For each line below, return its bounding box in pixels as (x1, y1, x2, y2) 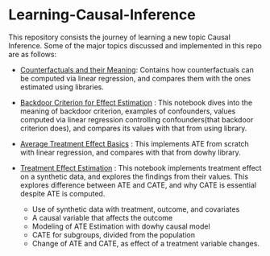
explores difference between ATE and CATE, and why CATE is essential (19, 180, 256, 190)
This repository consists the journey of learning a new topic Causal (8, 32, 231, 42)
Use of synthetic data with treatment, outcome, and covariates (31, 204, 240, 214)
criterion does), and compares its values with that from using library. (19, 123, 247, 133)
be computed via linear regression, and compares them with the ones (19, 73, 251, 83)
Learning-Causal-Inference (8, 6, 196, 24)
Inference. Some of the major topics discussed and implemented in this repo (8, 40, 262, 50)
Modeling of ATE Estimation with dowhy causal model (31, 221, 211, 231)
